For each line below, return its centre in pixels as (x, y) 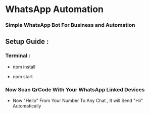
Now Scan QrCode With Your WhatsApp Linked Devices (75, 89)
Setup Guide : (27, 41)
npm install (24, 67)
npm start (22, 76)
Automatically (27, 106)
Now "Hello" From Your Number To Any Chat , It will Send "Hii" (78, 101)
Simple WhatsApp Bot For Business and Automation (70, 25)
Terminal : (18, 55)
